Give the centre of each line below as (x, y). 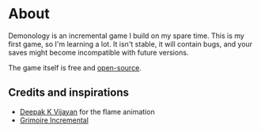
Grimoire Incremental (54, 120)
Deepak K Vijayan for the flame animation (87, 111)
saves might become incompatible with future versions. (98, 52)
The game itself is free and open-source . (75, 67)
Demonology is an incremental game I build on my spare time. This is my (127, 36)
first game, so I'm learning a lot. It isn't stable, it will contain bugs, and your (130, 43)
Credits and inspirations (68, 93)
